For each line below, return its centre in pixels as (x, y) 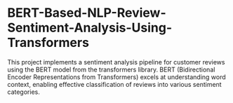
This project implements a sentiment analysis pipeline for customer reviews (116, 62)
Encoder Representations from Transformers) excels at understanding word (116, 77)
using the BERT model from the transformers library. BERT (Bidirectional (111, 69)
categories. (24, 92)
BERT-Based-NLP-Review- (87, 13)
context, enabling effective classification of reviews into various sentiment (115, 84)
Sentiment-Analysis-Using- (90, 28)
